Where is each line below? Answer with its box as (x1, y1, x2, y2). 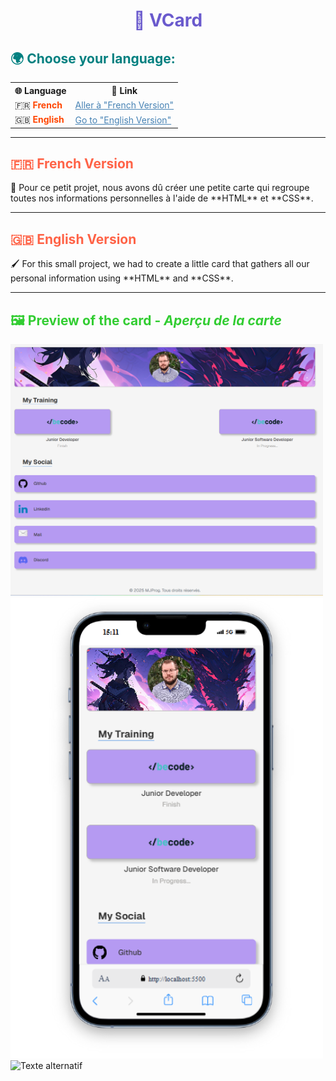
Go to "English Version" (74, 114, 172, 126)
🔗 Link (111, 85, 138, 96)
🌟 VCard (133, 9, 203, 32)
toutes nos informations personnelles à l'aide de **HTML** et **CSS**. (10, 192, 314, 204)
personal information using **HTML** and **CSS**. (10, 272, 234, 284)
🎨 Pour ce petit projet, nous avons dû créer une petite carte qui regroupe (10, 182, 310, 194)
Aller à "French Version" (74, 99, 175, 111)
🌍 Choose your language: (10, 50, 176, 67)
